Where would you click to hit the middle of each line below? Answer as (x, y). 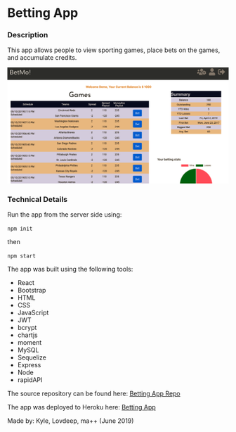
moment (29, 343)
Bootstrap (32, 291)
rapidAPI (30, 380)
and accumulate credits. (42, 58)
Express (29, 365)
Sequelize (32, 357)
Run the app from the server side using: (65, 215)
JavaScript (33, 313)
